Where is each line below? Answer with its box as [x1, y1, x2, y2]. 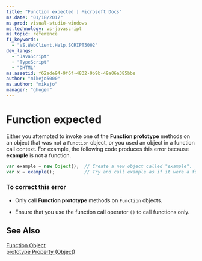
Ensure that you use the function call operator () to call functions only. [14, 208, 190, 215]
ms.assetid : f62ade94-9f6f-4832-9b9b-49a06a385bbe [6, 70, 136, 76]
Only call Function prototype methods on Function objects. [14, 196, 162, 204]
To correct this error [6, 183, 66, 191]
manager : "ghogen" [6, 87, 52, 93]
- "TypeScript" [11, 59, 50, 65]
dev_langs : [6, 48, 34, 54]
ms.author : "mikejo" [6, 82, 58, 88]
